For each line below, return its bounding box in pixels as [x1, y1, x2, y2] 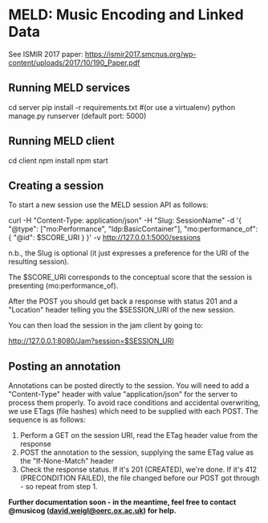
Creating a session [8, 178, 104, 192]
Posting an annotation [8, 359, 121, 373]
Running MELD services [8, 81, 131, 95]
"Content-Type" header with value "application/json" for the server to [8, 390, 238, 399]
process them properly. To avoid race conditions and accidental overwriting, [8, 398, 261, 407]
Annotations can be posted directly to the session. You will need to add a [8, 381, 250, 390]
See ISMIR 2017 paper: [8, 49, 83, 59]
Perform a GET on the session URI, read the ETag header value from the [19, 431, 258, 440]
